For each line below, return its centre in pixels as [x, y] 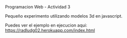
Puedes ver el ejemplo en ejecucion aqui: [46, 25]
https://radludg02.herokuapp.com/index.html [50, 30]
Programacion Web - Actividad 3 [38, 7]
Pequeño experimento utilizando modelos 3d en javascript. [64, 16]
